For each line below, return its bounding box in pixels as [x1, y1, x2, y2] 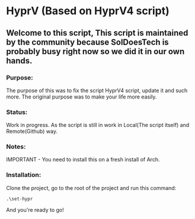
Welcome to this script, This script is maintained [6, 28, 188, 38]
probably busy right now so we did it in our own [6, 46, 185, 56]
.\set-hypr [6, 196, 33, 202]
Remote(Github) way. [6, 128, 58, 135]
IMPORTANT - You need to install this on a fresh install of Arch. [6, 156, 160, 163]
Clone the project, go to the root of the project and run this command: [6, 184, 177, 191]
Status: [6, 108, 28, 116]
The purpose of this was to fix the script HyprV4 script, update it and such [6, 87, 188, 94]
